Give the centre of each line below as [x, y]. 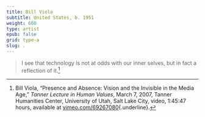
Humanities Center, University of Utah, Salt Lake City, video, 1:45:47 [100, 101]
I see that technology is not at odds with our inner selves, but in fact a [109, 63]
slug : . [16, 46]
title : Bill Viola [30, 12]
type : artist [23, 29]
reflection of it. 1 [41, 70]
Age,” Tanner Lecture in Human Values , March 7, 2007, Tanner [93, 94]
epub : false [21, 35]
